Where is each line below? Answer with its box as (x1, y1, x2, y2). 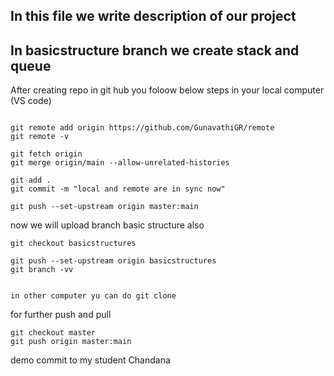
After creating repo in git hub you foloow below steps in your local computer (10, 84, 325, 96)
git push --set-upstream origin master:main (10, 202, 199, 212)
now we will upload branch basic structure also (10, 219, 205, 231)
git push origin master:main (10, 337, 132, 347)
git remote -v (10, 132, 70, 142)
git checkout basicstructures (10, 239, 137, 249)
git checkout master (10, 328, 97, 338)
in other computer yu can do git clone (10, 291, 177, 301)
